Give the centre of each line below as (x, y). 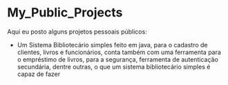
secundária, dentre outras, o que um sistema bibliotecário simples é (114, 66)
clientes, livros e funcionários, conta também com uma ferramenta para (119, 52)
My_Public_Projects (65, 13)
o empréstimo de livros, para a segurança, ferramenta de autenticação (118, 59)
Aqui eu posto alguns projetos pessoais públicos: (77, 32)
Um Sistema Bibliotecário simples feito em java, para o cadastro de (112, 45)
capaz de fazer (39, 74)
